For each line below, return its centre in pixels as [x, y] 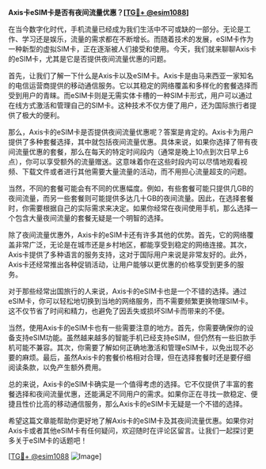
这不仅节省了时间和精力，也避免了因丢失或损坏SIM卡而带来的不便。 [119, 311]
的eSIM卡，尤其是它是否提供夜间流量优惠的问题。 [89, 59]
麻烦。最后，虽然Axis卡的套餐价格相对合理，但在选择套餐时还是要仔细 [137, 357]
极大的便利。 [43, 115]
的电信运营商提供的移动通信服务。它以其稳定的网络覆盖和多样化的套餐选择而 [133, 85]
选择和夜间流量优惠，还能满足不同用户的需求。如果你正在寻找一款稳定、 [133, 394]
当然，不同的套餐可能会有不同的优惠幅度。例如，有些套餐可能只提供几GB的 [131, 188]
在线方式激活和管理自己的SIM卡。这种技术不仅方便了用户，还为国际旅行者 [129, 105]
